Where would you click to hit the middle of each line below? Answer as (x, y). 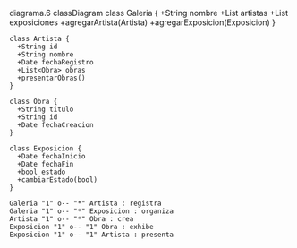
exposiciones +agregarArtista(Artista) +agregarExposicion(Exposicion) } (142, 22)
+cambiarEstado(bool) (58, 180)
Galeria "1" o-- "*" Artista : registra (86, 203)
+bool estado (42, 172)
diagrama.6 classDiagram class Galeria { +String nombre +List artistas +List (149, 13)
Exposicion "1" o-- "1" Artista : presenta (92, 235)
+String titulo (46, 109)
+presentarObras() (52, 78)
